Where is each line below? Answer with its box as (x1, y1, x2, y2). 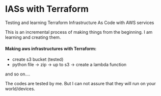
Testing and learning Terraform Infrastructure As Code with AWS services (5, 20, 155, 25)
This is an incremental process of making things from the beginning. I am (5, 29, 153, 35)
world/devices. (5, 86, 35, 92)
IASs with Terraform (5, 3, 89, 15)
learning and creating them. (5, 34, 61, 40)
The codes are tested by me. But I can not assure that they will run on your (5, 81, 156, 87)
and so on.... (5, 71, 30, 77)
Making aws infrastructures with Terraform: (5, 46, 97, 51)
